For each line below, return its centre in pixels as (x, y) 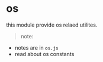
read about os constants (44, 54)
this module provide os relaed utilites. (52, 25)
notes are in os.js (36, 48)
